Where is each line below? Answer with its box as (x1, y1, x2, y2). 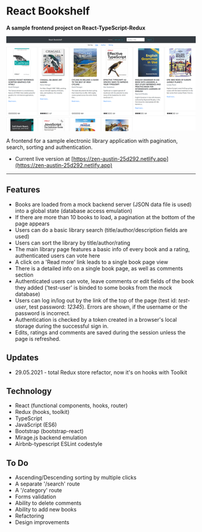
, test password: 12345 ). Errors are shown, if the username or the (26, 303, 188, 310)
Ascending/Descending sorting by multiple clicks (14, 474, 137, 481)
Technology (6, 386, 52, 396)
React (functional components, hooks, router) (14, 402, 128, 409)
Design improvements (14, 519, 70, 526)
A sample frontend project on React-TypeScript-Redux (6, 24, 145, 31)
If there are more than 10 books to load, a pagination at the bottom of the (14, 213, 195, 221)
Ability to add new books (14, 506, 77, 513)
